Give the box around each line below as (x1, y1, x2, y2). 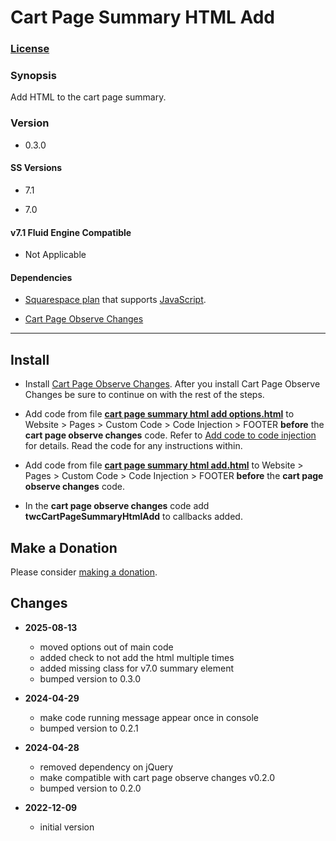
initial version (39, 821, 95, 833)
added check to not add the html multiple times (39, 651, 235, 663)
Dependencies (10, 271, 73, 283)
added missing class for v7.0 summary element (39, 662, 235, 674)
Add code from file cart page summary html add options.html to (24, 408, 295, 420)
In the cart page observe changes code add (24, 500, 210, 512)
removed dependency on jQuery (39, 761, 174, 773)
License (10, 42, 50, 56)
